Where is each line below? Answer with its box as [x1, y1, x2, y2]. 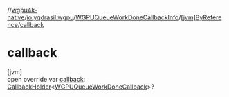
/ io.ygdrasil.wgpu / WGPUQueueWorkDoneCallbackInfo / [24, 13, 181, 21]
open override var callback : [7, 75, 86, 83]
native [7, 13, 25, 21]
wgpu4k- [11, 6, 38, 14]
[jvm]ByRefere [181, 13, 222, 21]
